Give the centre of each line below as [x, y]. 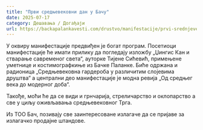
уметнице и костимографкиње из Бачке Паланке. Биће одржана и [92, 65]
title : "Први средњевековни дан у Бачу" [58, 12]
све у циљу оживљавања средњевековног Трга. [69, 103]
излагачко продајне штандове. [46, 121]
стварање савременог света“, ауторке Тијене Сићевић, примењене [94, 59]
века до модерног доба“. [38, 85]
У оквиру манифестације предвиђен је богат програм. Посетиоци [91, 46]
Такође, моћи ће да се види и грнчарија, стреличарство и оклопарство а [101, 96]
